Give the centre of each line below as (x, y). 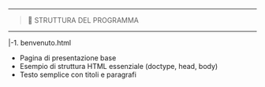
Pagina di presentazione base (68, 58)
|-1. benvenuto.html (40, 43)
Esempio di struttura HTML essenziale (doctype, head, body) (119, 66)
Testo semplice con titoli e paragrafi (78, 74)
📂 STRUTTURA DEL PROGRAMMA (83, 20)
